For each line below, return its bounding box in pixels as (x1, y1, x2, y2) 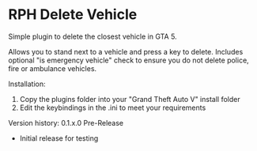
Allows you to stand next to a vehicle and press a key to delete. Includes (8, 47, 244, 56)
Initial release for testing (19, 133, 99, 143)
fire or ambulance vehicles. (8, 63, 97, 73)
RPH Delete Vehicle (8, 6, 138, 24)
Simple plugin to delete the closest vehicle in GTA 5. (8, 32, 177, 41)
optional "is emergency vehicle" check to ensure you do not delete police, (8, 55, 249, 65)
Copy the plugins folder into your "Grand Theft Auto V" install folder (19, 94, 240, 104)
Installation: (8, 79, 46, 89)
